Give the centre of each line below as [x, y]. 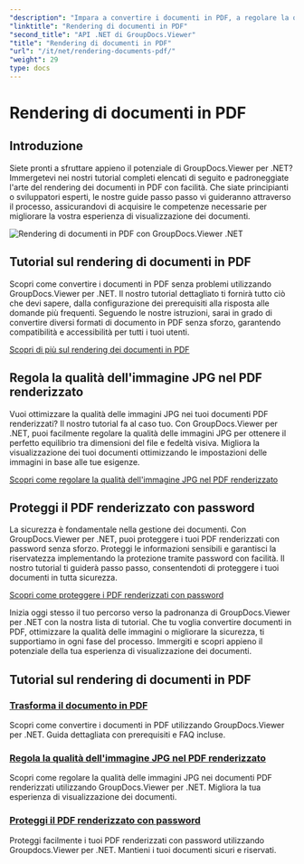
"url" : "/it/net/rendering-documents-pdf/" [93, 52]
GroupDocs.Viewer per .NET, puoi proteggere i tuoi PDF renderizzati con [145, 539]
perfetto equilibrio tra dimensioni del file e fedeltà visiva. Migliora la [135, 442]
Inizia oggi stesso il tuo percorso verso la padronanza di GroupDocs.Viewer [150, 612]
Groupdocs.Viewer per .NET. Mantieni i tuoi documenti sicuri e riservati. [143, 850]
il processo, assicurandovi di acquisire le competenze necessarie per [138, 206]
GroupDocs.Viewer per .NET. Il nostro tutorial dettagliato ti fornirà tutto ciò [147, 293]
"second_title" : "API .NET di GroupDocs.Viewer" [103, 34]
